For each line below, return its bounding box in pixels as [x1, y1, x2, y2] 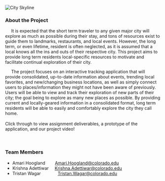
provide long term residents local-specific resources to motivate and [5, 54, 144, 60]
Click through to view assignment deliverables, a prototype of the [5, 121, 138, 127]
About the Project [5, 17, 48, 24]
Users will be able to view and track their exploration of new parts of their [5, 90, 154, 96]
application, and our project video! [5, 126, 75, 132]
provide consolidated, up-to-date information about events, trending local [5, 74, 155, 80]
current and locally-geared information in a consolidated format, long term [5, 100, 156, 106]
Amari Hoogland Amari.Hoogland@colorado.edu [12, 160, 119, 166]
